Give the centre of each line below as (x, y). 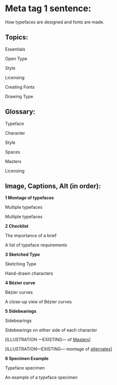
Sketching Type (21, 264)
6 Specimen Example (27, 359)
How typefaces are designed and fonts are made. (55, 22)
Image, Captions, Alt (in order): (53, 186)
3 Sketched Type (23, 255)
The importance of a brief (31, 236)
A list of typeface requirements (36, 245)
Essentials (15, 49)
